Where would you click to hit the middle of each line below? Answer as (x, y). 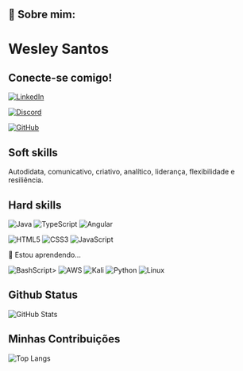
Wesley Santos (59, 49)
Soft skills (33, 153)
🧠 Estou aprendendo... (44, 255)
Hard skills (35, 205)
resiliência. (26, 180)
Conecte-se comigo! (60, 77)
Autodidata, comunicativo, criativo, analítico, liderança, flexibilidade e (122, 172)
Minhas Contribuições (64, 339)
